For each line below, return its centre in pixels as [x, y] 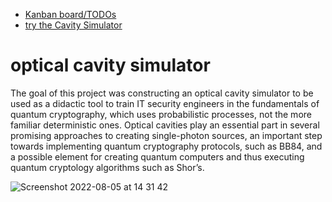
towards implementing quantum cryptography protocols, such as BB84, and [166, 146]
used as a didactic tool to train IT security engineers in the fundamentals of [165, 103]
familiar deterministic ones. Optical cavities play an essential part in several [165, 125]
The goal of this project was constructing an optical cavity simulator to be [162, 93]
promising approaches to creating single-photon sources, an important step [166, 135]
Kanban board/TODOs [70, 14]
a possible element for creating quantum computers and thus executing [157, 156]
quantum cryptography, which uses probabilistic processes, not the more [161, 114]
